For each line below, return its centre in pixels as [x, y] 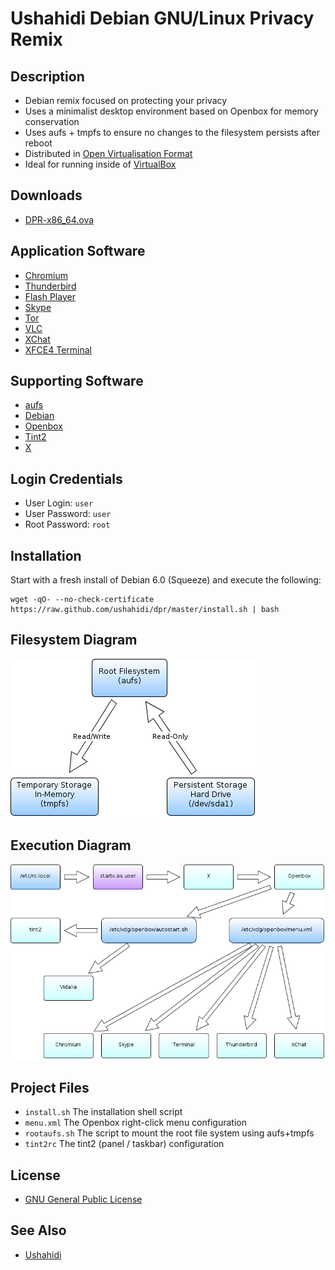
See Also [38, 1230]
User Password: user [68, 514]
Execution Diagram [71, 845]
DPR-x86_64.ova [59, 219]
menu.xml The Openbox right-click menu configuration [135, 1123]
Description [47, 76]
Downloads [46, 195]
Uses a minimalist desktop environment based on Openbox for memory [171, 111]
